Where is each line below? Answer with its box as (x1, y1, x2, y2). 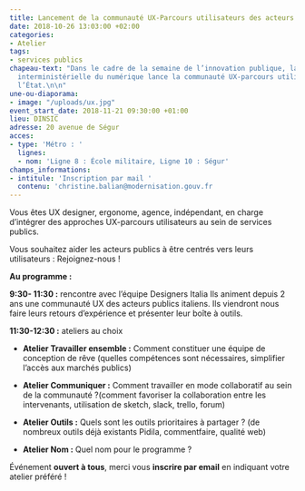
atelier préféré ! (9, 471, 67, 482)
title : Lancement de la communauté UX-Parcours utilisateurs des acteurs (9, 13, 295, 23)
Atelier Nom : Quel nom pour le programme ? (22, 444, 192, 455)
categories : (9, 30, 54, 39)
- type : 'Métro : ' (9, 140, 84, 149)
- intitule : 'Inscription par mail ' (9, 173, 152, 182)
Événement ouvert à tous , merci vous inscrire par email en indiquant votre (9, 462, 290, 473)
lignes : (17, 148, 47, 157)
